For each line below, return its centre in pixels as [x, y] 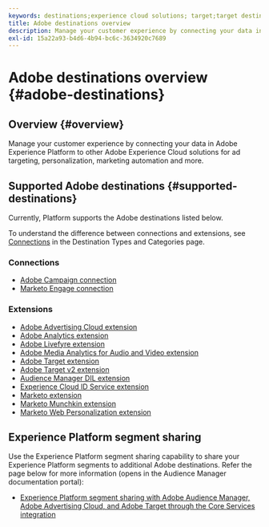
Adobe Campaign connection [68, 280]
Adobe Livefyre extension [62, 344]
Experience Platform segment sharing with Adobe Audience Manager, [135, 497]
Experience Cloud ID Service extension [84, 387]
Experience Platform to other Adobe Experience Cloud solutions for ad [124, 152]
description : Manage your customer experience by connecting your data [130, 30]
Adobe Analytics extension [64, 335]
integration [38, 515]
